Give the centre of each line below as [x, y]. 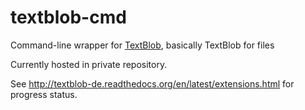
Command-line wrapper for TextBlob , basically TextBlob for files [142, 45]
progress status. [44, 94]
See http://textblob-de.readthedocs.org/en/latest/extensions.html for [152, 83]
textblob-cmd [68, 17]
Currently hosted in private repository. [89, 64]
